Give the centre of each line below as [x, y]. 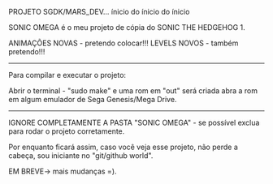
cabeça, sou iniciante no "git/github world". [81, 156]
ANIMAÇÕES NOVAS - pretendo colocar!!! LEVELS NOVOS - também [123, 43]
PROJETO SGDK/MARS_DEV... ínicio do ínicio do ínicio [99, 12]
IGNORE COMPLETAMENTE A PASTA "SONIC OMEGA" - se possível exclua [134, 122]
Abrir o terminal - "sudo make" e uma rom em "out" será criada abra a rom [133, 91]
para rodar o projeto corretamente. [67, 131]
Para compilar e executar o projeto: [67, 75]
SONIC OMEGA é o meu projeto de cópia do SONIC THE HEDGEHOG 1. [127, 27]
